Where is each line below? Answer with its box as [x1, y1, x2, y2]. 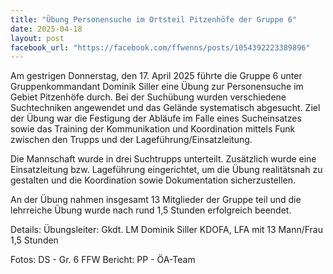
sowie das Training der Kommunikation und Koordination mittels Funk [10, 123, 296, 135]
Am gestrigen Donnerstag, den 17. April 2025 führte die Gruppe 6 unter [10, 70, 303, 82]
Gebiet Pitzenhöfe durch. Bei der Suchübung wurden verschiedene [10, 91, 287, 103]
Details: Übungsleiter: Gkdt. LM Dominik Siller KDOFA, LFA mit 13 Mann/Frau [10, 224, 323, 236]
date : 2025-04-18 [10, 24, 83, 34]
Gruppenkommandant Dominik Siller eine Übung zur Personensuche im [10, 81, 304, 93]
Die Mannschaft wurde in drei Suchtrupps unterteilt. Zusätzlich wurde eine [10, 153, 317, 165]
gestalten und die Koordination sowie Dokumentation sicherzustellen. [10, 174, 296, 186]
